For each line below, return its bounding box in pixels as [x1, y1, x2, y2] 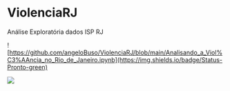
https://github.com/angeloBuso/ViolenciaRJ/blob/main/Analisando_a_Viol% [9, 48, 223, 57]
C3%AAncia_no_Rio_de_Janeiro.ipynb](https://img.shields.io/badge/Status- [7, 55, 223, 63]
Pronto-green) [7, 63, 48, 71]
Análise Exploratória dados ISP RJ [7, 28, 104, 36]
